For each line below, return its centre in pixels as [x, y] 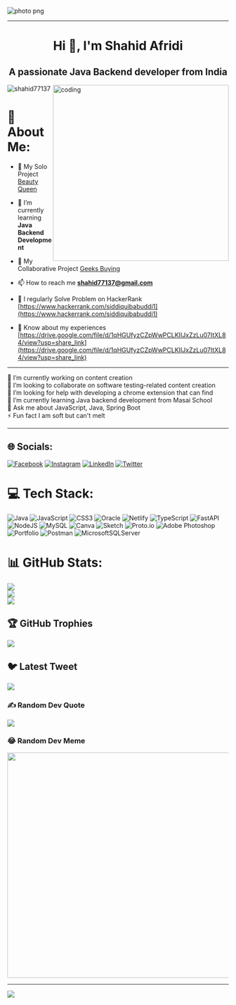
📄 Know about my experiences [62, 327]
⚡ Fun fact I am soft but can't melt [56, 415]
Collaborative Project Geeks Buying [69, 268]
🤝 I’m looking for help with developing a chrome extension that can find [110, 392]
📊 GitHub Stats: [55, 562]
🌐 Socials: [30, 447]
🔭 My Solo [32, 166]
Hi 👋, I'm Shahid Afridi [118, 46]
